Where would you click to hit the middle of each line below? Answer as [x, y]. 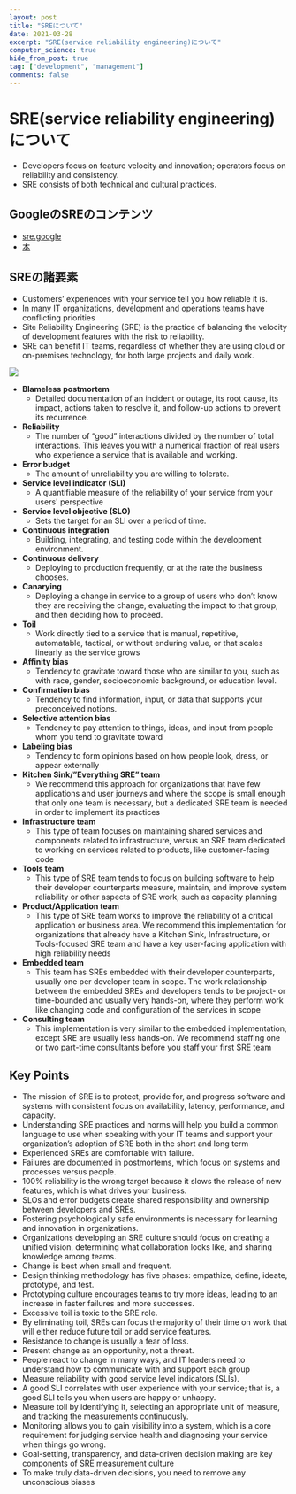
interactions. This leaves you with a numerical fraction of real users [157, 446]
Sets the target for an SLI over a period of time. [121, 521]
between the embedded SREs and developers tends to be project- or [160, 991]
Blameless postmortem [66, 389]
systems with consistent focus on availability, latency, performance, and [153, 1106]
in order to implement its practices [98, 812]
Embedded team [53, 963]
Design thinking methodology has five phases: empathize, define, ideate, [155, 1275]
